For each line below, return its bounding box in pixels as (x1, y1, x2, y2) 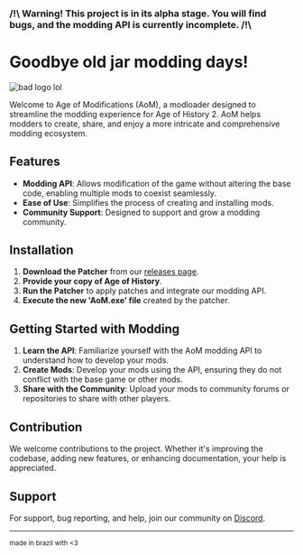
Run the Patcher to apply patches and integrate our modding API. (22, 285, 267, 296)
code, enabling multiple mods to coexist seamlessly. (22, 188, 216, 199)
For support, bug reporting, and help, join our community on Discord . (9, 513, 266, 523)
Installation (9, 243, 74, 258)
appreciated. (9, 463, 57, 474)
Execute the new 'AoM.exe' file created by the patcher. (22, 295, 230, 306)
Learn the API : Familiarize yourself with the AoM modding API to (22, 346, 262, 356)
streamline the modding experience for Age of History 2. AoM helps (9, 108, 262, 119)
